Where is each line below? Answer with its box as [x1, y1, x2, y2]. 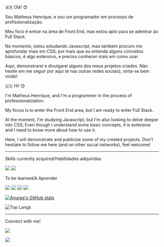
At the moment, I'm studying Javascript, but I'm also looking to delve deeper [5, 117, 159, 123]
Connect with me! [5, 218, 41, 224]
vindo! [5, 73, 18, 79]
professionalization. [5, 98, 45, 103]
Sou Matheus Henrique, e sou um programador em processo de [5, 14, 134, 20]
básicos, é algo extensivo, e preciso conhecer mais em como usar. [5, 54, 139, 59]
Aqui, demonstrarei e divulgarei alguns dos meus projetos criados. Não [5, 63, 148, 69]
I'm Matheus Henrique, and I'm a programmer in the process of [5, 93, 132, 98]
